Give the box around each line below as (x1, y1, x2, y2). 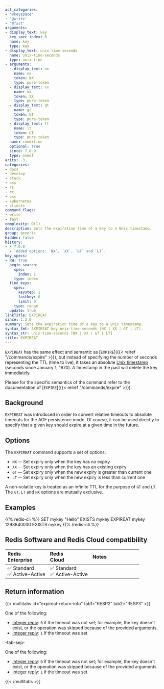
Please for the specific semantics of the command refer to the (5, 379, 130, 385)
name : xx (14, 89, 32, 94)
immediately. (5, 370, 31, 376)
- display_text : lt (9, 121, 49, 126)
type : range (14, 304, 38, 308)
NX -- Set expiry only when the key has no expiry (12, 459, 110, 465)
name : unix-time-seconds (9, 52, 60, 58)
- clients (5, 203, 25, 208)
